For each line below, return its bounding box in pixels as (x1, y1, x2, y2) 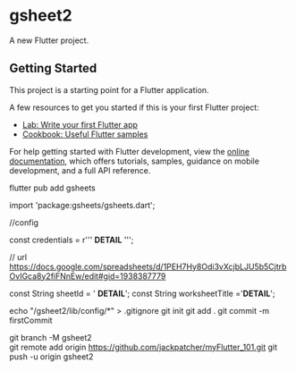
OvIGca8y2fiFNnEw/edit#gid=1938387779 (9, 270, 166, 282)
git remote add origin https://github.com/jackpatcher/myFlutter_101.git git (9, 341, 277, 352)
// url (9, 251, 28, 262)
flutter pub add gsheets (9, 182, 96, 193)
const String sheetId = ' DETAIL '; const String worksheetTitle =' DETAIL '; (9, 288, 275, 299)
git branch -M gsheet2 (9, 332, 92, 342)
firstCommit (9, 315, 53, 325)
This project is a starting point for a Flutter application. (9, 84, 209, 95)
